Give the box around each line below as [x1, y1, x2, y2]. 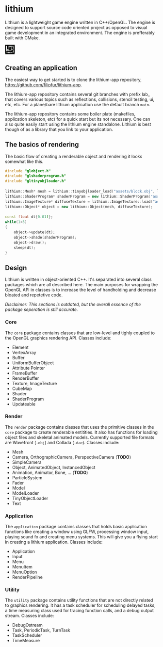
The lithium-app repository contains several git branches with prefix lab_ [5, 91, 150, 97]
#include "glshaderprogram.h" [5, 174, 66, 178]
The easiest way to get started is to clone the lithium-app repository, [5, 77, 142, 82]
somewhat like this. [5, 159, 44, 164]
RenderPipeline [12, 574, 43, 580]
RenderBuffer [12, 375, 39, 381]
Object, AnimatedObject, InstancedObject [12, 464, 96, 470]
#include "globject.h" [5, 168, 51, 173]
